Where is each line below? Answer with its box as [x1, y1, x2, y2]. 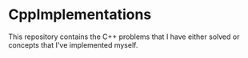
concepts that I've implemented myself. [8, 40, 138, 49]
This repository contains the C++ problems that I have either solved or [8, 32, 240, 41]
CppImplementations [8, 6, 152, 24]
